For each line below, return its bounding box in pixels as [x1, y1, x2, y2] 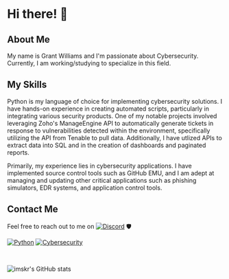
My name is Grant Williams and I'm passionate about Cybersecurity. [7, 52, 199, 60]
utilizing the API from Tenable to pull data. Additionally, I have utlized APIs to [7, 133, 223, 142]
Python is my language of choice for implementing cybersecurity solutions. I [7, 97, 223, 105]
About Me [7, 34, 50, 45]
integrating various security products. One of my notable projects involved [7, 111, 217, 120]
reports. [7, 148, 29, 157]
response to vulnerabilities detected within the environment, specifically [7, 126, 210, 135]
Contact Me [7, 203, 58, 215]
